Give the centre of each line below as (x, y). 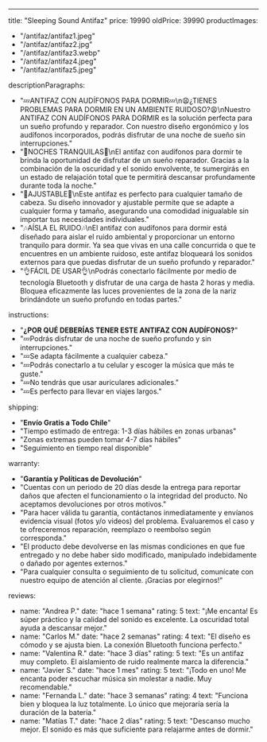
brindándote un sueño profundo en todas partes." (101, 299)
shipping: (23, 407)
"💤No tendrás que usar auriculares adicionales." (99, 382)
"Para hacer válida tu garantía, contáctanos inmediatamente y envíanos (137, 513)
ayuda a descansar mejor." (63, 628)
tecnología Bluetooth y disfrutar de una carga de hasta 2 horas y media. (137, 282)
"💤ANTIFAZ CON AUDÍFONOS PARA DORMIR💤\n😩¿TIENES (118, 101)
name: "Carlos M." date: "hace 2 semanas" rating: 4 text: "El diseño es (135, 636)
